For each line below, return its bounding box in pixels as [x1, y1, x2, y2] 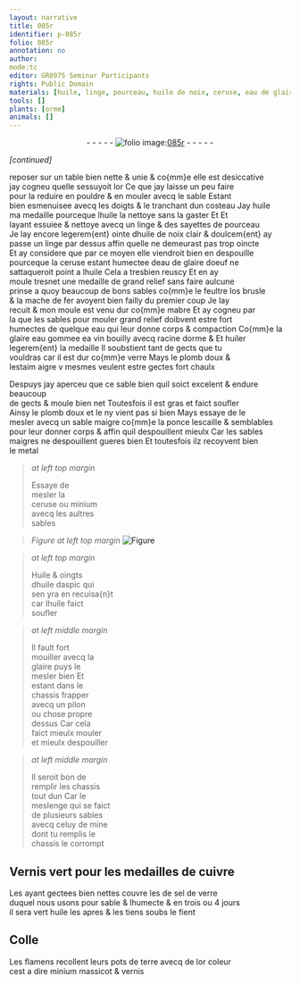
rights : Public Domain [9, 79, 94, 88]
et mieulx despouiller [30, 738, 109, 748]
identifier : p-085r [9, 29, 82, 38]
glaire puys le [30, 662, 81, 672]
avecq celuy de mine [30, 819, 109, 830]
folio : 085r [9, 38, 54, 47]
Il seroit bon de [30, 771, 87, 782]
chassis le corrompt [30, 838, 104, 849]
